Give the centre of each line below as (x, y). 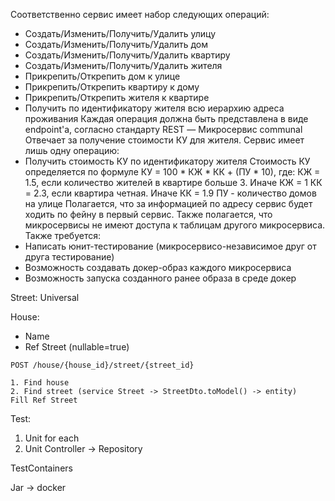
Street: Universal (45, 297)
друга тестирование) (69, 257)
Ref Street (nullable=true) (77, 347)
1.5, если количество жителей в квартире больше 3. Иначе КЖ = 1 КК (173, 182)
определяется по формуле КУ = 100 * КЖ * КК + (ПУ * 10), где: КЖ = (172, 172)
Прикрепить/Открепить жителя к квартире (117, 97)
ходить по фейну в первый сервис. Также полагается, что (148, 214)
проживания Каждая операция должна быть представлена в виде (166, 118)
